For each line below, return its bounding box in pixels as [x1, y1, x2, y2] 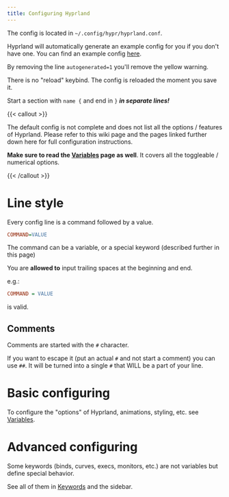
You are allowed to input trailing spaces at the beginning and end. [7, 264, 193, 272]
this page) [7, 251, 36, 259]
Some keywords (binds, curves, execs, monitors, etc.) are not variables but [7, 462, 219, 470]
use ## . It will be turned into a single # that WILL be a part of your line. [7, 361, 204, 370]
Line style [7, 195, 64, 211]
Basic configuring [7, 385, 111, 401]
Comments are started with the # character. [7, 341, 129, 349]
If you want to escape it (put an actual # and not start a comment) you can [7, 354, 215, 363]
